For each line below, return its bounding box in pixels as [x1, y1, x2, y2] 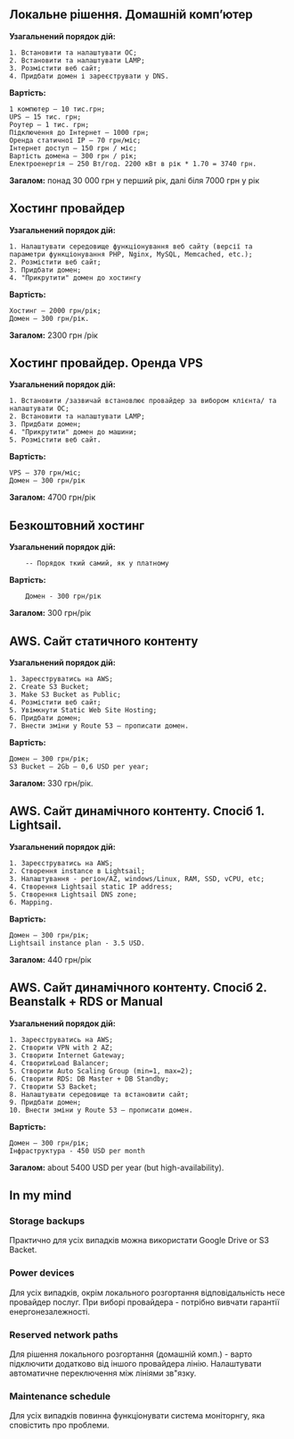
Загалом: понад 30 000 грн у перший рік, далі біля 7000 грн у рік [9, 174, 260, 186]
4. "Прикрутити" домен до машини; [9, 428, 138, 437]
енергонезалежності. [9, 1306, 91, 1317]
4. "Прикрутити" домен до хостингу [9, 273, 142, 282]
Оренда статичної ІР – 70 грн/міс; [9, 136, 142, 145]
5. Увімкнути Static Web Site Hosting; [9, 706, 158, 715]
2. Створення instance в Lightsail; [9, 866, 145, 875]
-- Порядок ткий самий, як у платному [25, 559, 169, 568]
